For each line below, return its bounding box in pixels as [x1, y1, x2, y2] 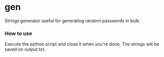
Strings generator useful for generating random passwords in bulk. [4, 18, 140, 24]
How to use [4, 30, 33, 37]
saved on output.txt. [4, 46, 45, 53]
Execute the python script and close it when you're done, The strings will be [4, 41, 160, 47]
